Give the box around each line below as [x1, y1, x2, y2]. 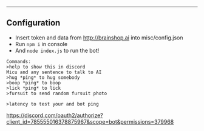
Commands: [6, 58, 32, 64]
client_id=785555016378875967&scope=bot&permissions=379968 [6, 118, 174, 125]
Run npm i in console [15, 40, 68, 47]
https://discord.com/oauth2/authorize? [6, 112, 103, 119]
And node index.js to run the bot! [15, 47, 100, 54]
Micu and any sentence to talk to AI [6, 69, 102, 75]
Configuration [6, 18, 61, 28]
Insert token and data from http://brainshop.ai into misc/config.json [15, 34, 183, 41]
